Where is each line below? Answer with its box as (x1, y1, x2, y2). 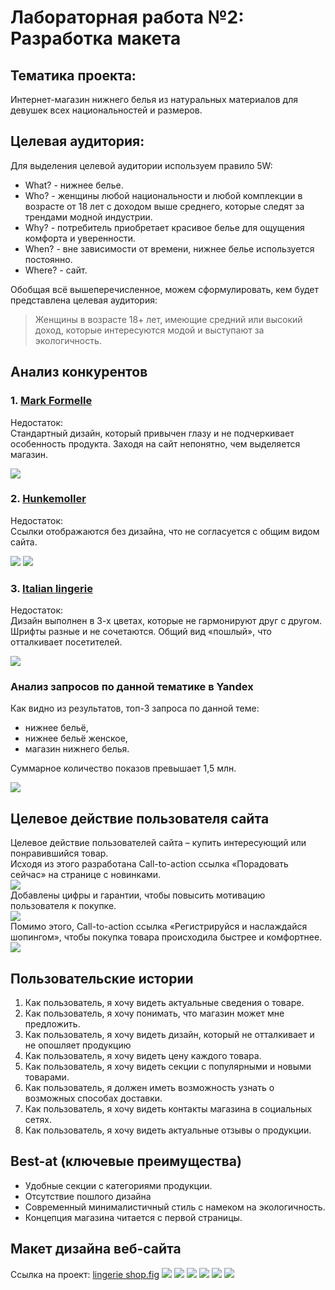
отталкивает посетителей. (10, 636, 123, 648)
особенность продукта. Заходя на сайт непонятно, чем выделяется (10, 437, 301, 450)
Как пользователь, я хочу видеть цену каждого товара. (24, 1050, 262, 1062)
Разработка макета (10, 27, 182, 50)
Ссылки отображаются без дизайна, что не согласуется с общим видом (10, 525, 320, 537)
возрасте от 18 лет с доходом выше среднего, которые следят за (24, 200, 305, 212)
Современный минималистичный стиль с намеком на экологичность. (24, 1201, 326, 1213)
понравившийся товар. (10, 847, 109, 860)
